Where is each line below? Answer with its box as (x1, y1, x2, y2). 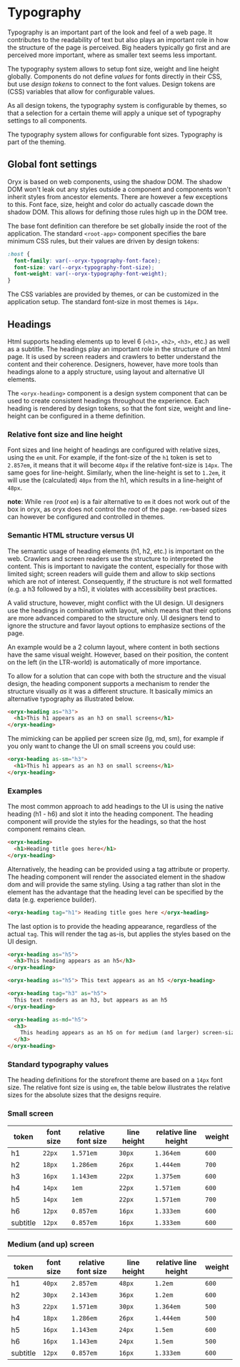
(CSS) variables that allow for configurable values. (7, 87, 156, 96)
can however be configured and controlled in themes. (7, 513, 166, 521)
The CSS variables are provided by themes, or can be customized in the (7, 290, 219, 298)
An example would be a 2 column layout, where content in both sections (7, 642, 220, 651)
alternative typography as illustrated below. (7, 694, 134, 703)
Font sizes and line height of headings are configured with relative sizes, (7, 445, 221, 454)
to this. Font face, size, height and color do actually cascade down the (7, 200, 214, 208)
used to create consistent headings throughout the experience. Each (7, 396, 209, 405)
